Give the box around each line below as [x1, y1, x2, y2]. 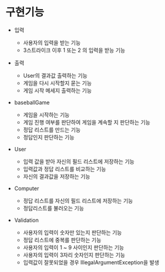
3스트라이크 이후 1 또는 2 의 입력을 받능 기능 [23, 46, 126, 54]
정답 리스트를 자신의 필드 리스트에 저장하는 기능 [23, 197, 133, 204]
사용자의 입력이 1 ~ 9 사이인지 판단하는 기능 [23, 243, 124, 251]
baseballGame [14, 99, 50, 106]
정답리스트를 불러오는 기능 [23, 204, 85, 212]
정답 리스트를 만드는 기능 [23, 126, 81, 133]
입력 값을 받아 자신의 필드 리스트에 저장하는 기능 [23, 158, 135, 165]
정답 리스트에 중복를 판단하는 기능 [23, 236, 102, 243]
